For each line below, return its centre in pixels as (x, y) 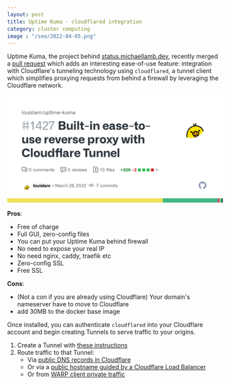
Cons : (16, 284)
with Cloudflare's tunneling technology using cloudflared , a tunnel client (110, 71)
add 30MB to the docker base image (68, 312)
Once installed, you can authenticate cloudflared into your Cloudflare (105, 325)
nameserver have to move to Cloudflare (73, 304)
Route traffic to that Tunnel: (55, 353)
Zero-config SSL (40, 263)
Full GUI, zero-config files (53, 234)
